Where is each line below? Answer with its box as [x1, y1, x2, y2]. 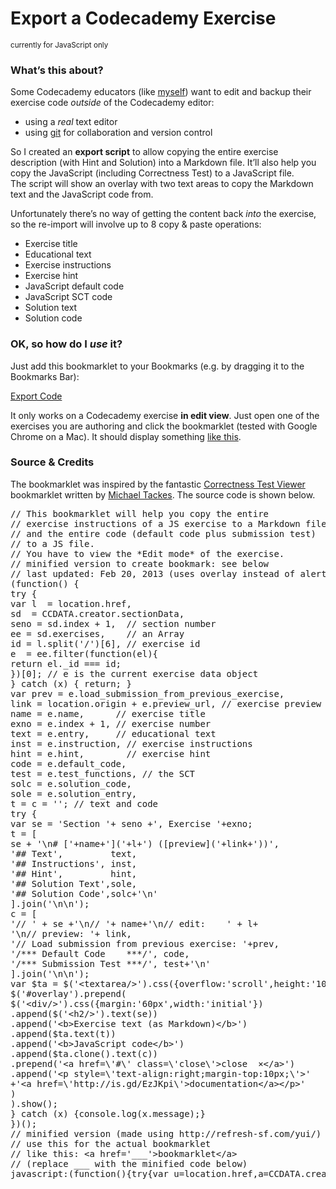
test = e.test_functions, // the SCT [10, 768, 196, 779]
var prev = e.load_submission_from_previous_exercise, [10, 688, 285, 699]
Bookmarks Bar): [10, 370, 80, 382]
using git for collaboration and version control [24, 127, 213, 139]
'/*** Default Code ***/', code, [10, 948, 190, 959]
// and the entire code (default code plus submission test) [10, 528, 317, 539]
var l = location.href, [10, 598, 132, 609]
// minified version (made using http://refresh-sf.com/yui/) [10, 1128, 322, 1139]
